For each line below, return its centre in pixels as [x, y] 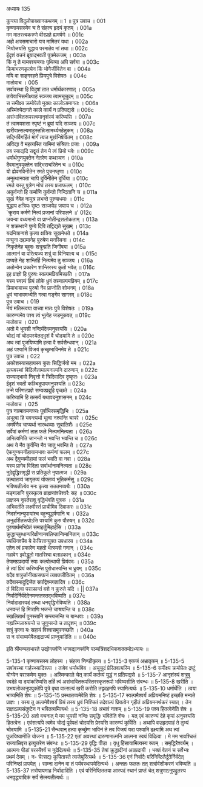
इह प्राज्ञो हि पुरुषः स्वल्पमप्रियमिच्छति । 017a [48, 274]
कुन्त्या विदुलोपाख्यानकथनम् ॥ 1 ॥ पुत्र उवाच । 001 [56, 21]
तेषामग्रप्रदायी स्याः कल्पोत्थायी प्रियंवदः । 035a [50, 561]
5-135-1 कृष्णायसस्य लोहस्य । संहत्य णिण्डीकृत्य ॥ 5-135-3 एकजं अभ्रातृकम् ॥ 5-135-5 [95, 661]
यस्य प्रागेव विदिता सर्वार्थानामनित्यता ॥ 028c [49, 466]
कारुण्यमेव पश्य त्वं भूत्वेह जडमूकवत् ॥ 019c [48, 315]
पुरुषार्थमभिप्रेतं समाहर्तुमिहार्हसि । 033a [44, 527]
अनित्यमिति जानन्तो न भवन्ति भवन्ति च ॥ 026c [52, 438]
